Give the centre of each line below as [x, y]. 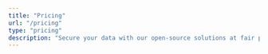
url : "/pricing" [35, 23]
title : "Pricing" [37, 15]
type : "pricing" [35, 30]
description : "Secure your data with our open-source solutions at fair [132, 38]
